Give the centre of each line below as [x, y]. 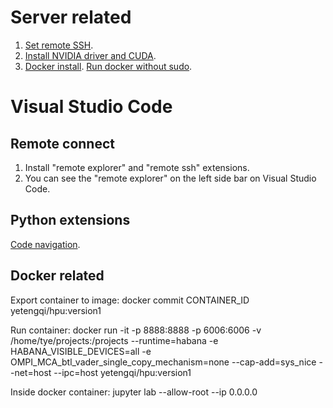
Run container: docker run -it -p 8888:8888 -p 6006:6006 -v [136, 330]
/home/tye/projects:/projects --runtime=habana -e [114, 340]
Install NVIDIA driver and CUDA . [90, 55]
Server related [71, 17]
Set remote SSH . [59, 45]
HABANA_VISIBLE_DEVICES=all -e [81, 351]
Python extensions [70, 220]
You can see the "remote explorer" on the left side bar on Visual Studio [170, 178]
